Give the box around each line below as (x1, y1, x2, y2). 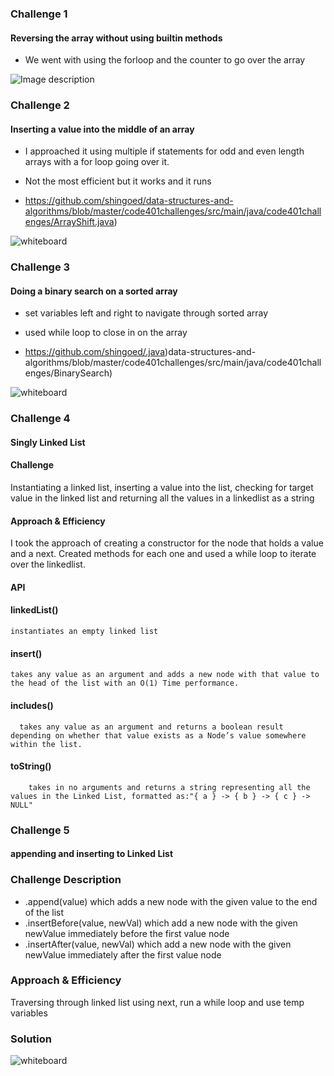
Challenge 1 (10, 7, 68, 21)
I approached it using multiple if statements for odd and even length (24, 145, 305, 157)
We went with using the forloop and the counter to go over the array (24, 54, 306, 66)
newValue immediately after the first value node (24, 948, 222, 961)
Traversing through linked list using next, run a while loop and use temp (10, 996, 305, 1008)
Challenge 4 (10, 412, 71, 426)
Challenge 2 (10, 98, 70, 112)
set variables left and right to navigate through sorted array (24, 307, 269, 319)
